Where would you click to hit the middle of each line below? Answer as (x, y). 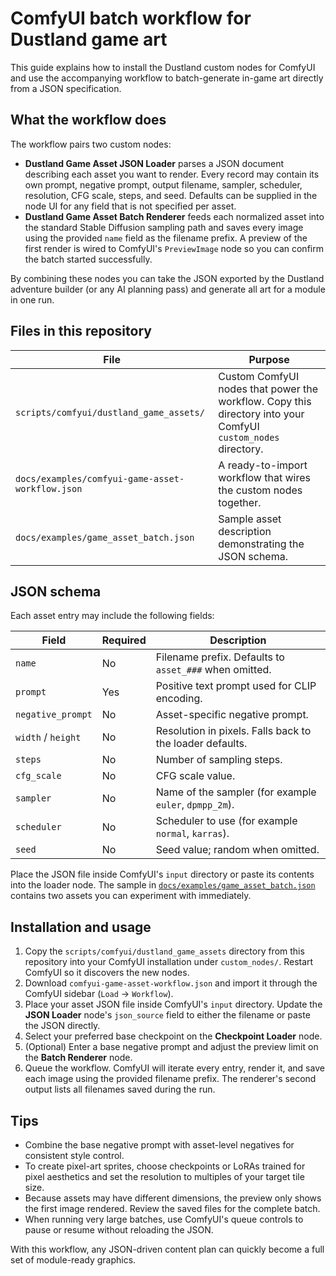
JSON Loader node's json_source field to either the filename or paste (167, 1015)
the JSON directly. (62, 1026)
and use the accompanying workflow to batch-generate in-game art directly (167, 78)
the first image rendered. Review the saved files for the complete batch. (172, 1208)
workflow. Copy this (265, 401)
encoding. (179, 699)
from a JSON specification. (66, 88)
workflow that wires (264, 477)
